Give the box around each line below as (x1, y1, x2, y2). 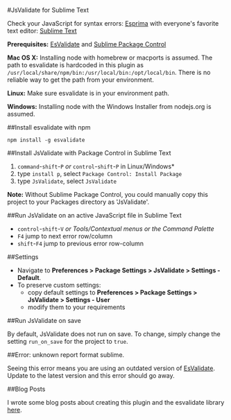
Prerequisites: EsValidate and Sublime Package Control (7, 40, 166, 48)
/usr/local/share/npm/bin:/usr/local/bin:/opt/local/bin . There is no (7, 69, 211, 76)
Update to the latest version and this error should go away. (7, 371, 175, 380)
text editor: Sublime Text (7, 27, 78, 35)
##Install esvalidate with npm (7, 123, 92, 131)
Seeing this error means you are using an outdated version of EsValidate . (7, 364, 215, 372)
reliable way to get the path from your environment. (7, 76, 154, 84)
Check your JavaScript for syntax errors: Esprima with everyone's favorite (7, 19, 219, 27)
